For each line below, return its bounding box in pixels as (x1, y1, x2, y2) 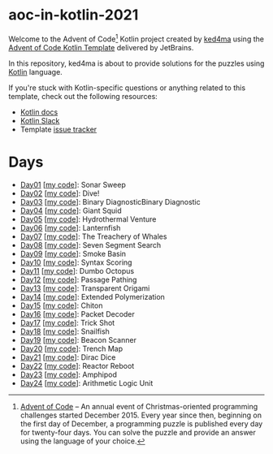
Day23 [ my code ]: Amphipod (19, 370, 118, 379)
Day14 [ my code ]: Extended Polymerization (19, 292, 165, 301)
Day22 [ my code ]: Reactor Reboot (19, 361, 135, 370)
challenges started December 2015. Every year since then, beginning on (19, 410, 262, 420)
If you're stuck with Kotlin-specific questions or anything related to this (8, 83, 246, 93)
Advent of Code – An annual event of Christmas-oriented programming (19, 401, 258, 411)
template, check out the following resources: (8, 91, 158, 101)
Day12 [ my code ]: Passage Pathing (19, 275, 137, 284)
